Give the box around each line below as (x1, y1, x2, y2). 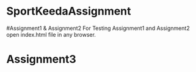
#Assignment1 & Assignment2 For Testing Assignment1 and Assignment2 (6, 24, 191, 32)
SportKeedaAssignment (6, 4, 131, 18)
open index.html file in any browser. (6, 31, 96, 38)
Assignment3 (6, 52, 76, 67)
